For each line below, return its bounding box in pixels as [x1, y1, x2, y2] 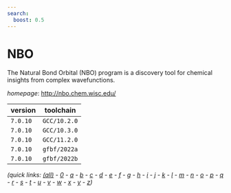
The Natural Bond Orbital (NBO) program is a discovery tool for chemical [7, 69, 213, 77]
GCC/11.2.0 [42, 136, 78, 144]
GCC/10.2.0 [42, 117, 78, 125]
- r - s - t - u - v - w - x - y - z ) [7, 178, 93, 186]
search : [7, 10, 30, 17]
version [10, 106, 36, 115]
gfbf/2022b [42, 155, 78, 163]
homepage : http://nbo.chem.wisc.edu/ [7, 89, 116, 98]
